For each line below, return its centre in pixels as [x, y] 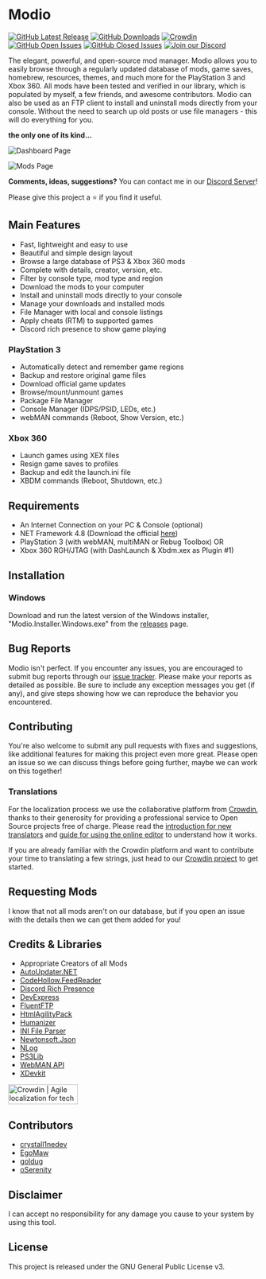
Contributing [40, 727]
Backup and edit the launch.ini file [75, 472]
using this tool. [33, 1223]
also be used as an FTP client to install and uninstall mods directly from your [133, 103]
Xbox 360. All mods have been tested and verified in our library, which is [127, 86]
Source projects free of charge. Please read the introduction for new [120, 826]
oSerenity [35, 1170]
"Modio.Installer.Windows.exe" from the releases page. [98, 624]
